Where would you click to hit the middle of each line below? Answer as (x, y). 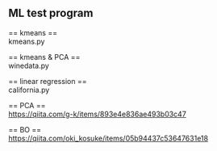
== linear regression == (48, 81)
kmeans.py (27, 41)
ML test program (51, 13)
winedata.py (29, 65)
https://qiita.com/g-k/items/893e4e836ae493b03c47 (98, 114)
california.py (29, 90)
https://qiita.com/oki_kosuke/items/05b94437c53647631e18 (108, 138)
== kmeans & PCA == (44, 57)
